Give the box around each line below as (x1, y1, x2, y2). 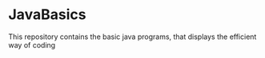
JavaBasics (8, 6, 86, 24)
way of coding (8, 40, 56, 49)
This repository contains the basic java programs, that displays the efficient (8, 32, 257, 41)
